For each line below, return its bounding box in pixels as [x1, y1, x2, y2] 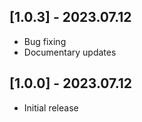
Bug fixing [23, 35, 67, 47]
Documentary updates [23, 46, 117, 58]
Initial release [23, 101, 79, 114]
